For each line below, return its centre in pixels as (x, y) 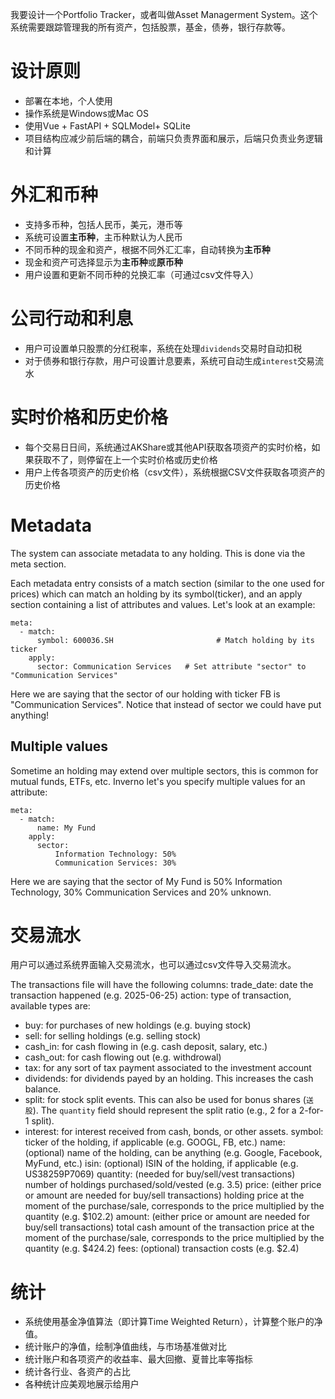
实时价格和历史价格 (89, 417)
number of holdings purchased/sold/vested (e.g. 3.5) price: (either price (173, 1185)
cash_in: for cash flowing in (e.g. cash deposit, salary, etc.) (146, 1047)
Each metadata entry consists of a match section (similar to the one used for (167, 583)
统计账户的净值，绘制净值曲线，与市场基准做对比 (125, 1347)
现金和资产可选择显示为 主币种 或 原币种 (103, 262)
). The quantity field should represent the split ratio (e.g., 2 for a (164, 1110)
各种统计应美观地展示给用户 (82, 1384)
